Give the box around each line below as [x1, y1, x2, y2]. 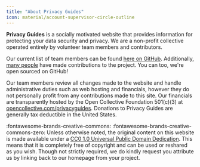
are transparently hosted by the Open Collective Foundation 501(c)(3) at [6, 98, 183, 105]
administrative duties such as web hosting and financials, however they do [6, 85, 190, 92]
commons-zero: [6, 129, 46, 136]
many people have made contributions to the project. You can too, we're [6, 61, 184, 69]
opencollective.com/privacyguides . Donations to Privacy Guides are [6, 104, 173, 112]
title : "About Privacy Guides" [6, 8, 84, 15]
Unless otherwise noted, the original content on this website [47, 129, 195, 136]
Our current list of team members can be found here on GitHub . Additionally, [6, 55, 194, 62]
